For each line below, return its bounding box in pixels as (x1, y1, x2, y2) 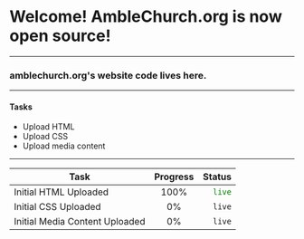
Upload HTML (22, 121, 75, 132)
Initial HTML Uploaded (14, 186, 109, 198)
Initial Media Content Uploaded (14, 215, 146, 228)
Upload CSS (22, 131, 69, 142)
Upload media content (22, 140, 106, 151)
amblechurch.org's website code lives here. (9, 69, 207, 81)
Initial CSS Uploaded (14, 201, 101, 214)
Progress (153, 170, 195, 183)
